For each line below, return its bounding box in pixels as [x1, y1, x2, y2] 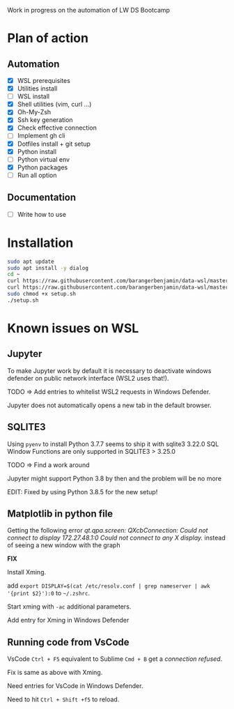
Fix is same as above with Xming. [7, 669, 103, 677]
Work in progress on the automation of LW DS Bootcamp [7, 6, 171, 14]
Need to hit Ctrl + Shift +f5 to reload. [7, 695, 120, 703]
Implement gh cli [17, 132, 65, 140]
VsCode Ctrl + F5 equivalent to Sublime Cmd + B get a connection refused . [7, 655, 223, 663]
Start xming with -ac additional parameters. [7, 602, 132, 611]
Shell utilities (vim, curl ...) [17, 100, 92, 109]
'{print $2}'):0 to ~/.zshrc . [7, 589, 91, 597]
